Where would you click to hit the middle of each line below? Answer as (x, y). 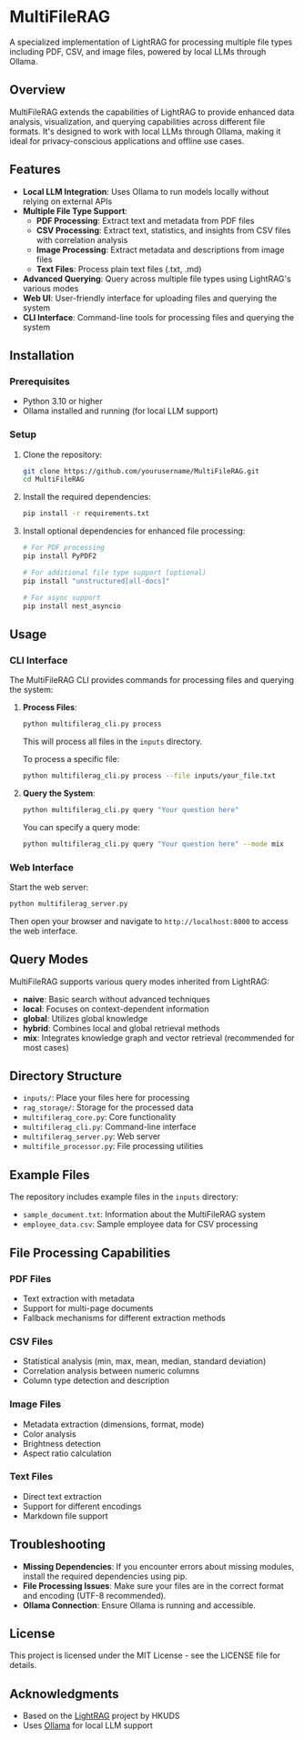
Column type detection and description (96, 1380)
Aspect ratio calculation (67, 1453)
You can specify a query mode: (81, 827)
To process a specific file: (71, 758)
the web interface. (44, 931)
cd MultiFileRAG (53, 480)
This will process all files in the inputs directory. (112, 741)
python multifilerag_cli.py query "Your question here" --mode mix (153, 844)
